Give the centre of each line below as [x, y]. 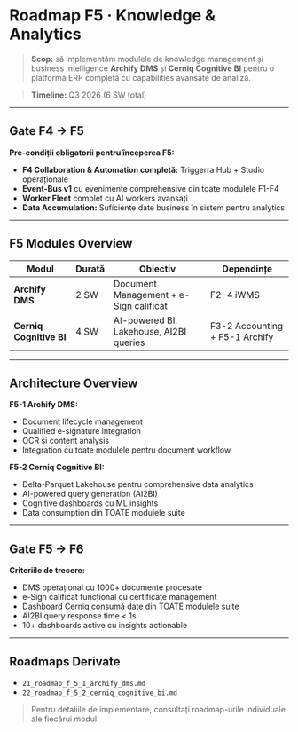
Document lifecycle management [82, 421]
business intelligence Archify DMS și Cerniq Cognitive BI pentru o [153, 68]
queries [129, 342]
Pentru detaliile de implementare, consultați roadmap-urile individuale [158, 709]
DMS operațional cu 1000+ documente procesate [112, 587]
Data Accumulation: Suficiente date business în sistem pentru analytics [153, 207]
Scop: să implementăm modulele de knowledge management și [147, 59]
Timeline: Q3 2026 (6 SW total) [89, 95]
